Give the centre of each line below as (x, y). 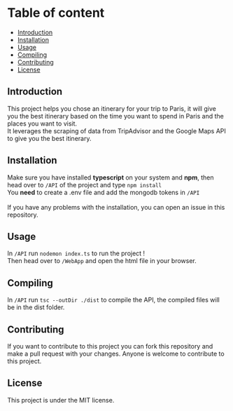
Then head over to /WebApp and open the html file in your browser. (102, 261)
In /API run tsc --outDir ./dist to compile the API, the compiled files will (114, 300)
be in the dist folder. (36, 307)
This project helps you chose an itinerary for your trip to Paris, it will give (112, 108)
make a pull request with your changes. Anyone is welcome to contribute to (116, 353)
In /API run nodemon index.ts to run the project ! (76, 253)
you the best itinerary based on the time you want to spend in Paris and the (115, 116)
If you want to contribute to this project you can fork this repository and (110, 346)
